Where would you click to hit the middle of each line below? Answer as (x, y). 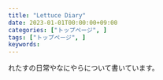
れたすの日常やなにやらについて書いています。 (83, 68)
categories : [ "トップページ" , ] (58, 30)
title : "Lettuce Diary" (47, 15)
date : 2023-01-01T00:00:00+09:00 (63, 23)
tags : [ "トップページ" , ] (47, 37)
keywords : (24, 45)
